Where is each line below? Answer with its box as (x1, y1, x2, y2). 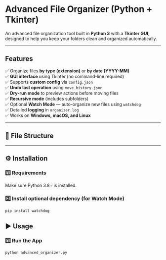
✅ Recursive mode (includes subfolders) (5, 96, 89, 102)
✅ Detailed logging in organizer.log (5, 106, 79, 112)
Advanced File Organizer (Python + (5, 3, 153, 15)
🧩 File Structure (5, 132, 54, 140)
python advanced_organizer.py (5, 250, 68, 256)
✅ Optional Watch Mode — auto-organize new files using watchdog (5, 101, 141, 107)
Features (5, 54, 33, 63)
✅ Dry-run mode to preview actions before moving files (5, 90, 119, 96)
